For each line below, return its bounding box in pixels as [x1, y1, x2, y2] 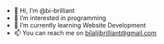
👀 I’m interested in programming [13, 14, 107, 22]
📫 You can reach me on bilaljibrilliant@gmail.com [13, 29, 157, 37]
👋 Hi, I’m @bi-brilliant [13, 7, 75, 14]
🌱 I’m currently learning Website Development [13, 21, 147, 29]
